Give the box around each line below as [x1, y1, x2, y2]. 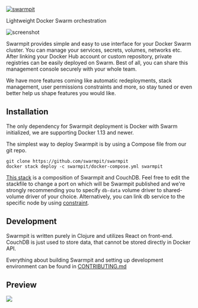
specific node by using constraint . [6, 199, 90, 206]
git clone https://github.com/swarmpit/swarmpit [6, 158, 129, 164]
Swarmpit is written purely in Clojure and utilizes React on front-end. [6, 232, 174, 239]
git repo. [6, 146, 27, 154]
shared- [162, 186, 183, 193]
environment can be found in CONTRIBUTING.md [6, 262, 127, 270]
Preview [6, 280, 37, 290]
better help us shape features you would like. [6, 90, 116, 96]
